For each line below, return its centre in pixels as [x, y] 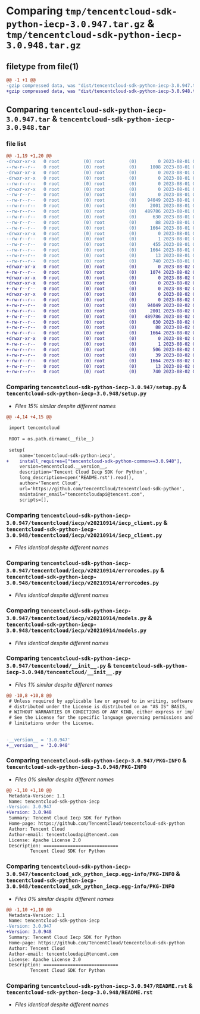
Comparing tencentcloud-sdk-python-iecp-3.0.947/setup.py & [96, 387]
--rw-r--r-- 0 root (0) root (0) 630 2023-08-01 [98, 217]
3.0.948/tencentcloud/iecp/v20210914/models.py [76, 631]
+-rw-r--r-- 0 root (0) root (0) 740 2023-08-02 [98, 372]
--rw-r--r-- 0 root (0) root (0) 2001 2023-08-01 [98, 206]
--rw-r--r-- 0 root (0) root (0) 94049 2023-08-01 [98, 201]
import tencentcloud [34, 428]
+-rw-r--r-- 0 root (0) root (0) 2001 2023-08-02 [98, 311]
